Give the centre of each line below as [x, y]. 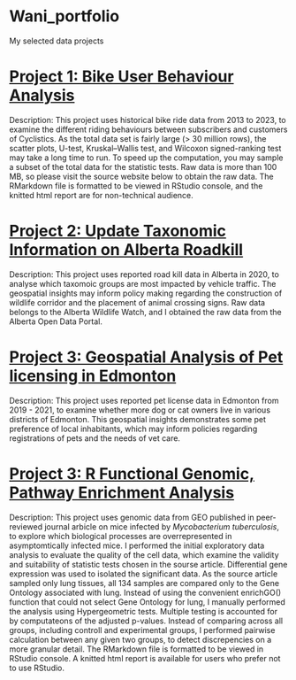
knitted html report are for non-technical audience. [102, 195]
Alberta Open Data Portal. [56, 321]
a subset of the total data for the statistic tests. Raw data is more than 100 [143, 166]
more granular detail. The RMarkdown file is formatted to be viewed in [137, 649]
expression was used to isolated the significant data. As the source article [144, 574]
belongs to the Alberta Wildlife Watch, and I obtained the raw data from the [145, 312]
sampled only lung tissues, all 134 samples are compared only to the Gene [144, 583]
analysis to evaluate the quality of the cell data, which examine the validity [144, 554]
